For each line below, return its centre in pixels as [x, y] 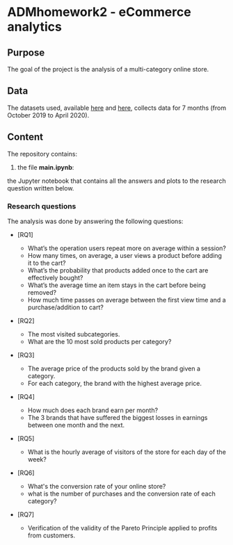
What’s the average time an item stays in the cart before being [117, 285]
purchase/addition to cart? [66, 307]
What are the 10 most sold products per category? [99, 341]
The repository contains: [42, 154]
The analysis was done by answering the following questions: [95, 221]
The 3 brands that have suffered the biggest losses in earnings [118, 417]
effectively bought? [55, 277]
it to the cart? [47, 263]
